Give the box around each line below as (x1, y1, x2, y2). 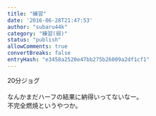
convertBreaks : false (7, 50, 71, 57)
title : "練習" (7, 10, 47, 18)
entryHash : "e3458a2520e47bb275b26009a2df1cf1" (7, 56, 150, 63)
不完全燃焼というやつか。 (7, 101, 82, 110)
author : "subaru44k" (7, 23, 68, 30)
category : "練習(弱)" (7, 30, 68, 37)
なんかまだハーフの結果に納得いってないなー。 (7, 92, 143, 101)
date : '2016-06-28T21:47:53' (7, 17, 93, 24)
